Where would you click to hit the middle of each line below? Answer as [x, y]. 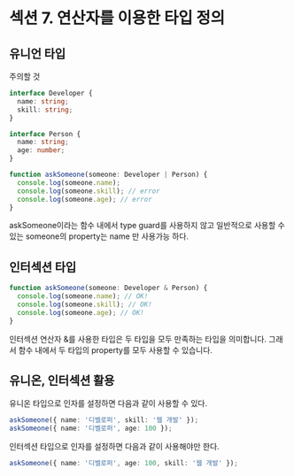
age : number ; [41, 150]
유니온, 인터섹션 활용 [62, 380]
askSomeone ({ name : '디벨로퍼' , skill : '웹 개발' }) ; [104, 420]
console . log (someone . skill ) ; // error [89, 191]
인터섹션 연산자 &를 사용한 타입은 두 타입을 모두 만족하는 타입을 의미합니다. [138, 339]
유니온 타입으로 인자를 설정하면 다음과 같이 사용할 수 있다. [108, 403]
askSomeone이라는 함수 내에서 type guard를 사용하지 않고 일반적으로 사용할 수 [147, 226]
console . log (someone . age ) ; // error [85, 199]
